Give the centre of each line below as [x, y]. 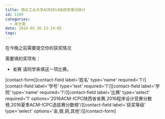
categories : [18, 19]
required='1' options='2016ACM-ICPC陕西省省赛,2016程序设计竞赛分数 [79, 98]
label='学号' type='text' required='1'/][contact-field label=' [95, 86]
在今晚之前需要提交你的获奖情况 [38, 48]
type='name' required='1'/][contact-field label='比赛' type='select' [81, 92]
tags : [11, 33]
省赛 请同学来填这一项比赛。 [42, 69]
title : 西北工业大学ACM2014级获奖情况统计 [45, 10]
